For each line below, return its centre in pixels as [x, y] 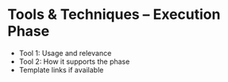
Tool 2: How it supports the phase [74, 61]
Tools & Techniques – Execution [114, 15]
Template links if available [61, 69]
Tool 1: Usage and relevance [65, 53]
